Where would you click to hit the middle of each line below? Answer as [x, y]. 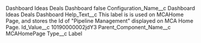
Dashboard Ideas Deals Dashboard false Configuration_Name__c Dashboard [101, 8]
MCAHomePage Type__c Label [44, 33]
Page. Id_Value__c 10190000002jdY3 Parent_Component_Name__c [88, 27]
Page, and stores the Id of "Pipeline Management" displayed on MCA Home [100, 21]
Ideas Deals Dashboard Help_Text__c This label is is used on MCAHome [95, 14]
